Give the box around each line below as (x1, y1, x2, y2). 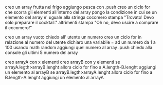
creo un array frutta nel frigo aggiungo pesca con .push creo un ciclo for (5, 4, 151, 10)
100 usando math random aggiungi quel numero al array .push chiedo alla (5, 45, 153, 50)
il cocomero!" (5, 25, 32, 31)
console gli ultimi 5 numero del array (5, 50, 78, 55)
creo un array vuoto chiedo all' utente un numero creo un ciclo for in (5, 34, 142, 40)
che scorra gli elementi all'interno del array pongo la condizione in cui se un (5, 9, 157, 15)
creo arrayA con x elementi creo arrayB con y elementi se (5, 59, 120, 65)
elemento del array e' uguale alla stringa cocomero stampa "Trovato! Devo (5, 15, 154, 20)
